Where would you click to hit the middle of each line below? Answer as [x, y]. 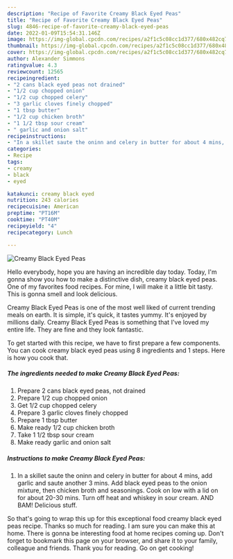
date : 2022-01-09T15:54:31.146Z [54, 33]
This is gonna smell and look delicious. [62, 294]
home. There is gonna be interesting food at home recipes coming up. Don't [115, 533]
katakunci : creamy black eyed [51, 194]
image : [17, 40]
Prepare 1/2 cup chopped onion [62, 398]
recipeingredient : [34, 78]
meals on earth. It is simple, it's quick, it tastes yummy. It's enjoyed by [107, 315]
